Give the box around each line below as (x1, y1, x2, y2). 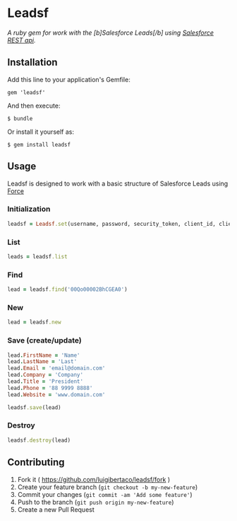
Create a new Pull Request (17, 505, 95, 514)
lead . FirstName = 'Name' (7, 352, 80, 359)
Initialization (7, 204, 51, 214)
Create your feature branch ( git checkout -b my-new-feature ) (17, 483, 198, 491)
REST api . (7, 35, 36, 44)
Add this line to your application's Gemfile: (7, 75, 130, 84)
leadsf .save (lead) (7, 403, 61, 411)
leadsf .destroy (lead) (7, 437, 71, 444)
